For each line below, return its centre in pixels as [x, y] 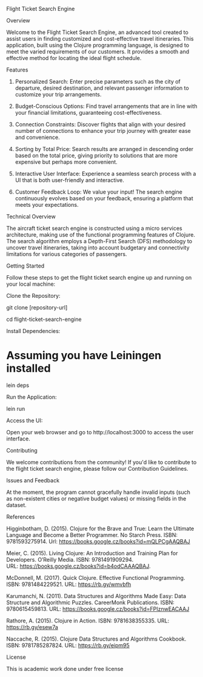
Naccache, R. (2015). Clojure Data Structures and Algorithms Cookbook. [96, 639]
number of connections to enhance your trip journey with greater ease [103, 131]
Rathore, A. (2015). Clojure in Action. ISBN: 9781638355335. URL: [88, 621]
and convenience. [37, 137]
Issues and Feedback [33, 480]
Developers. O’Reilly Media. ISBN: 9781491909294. [70, 559]
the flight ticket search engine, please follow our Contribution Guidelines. [98, 468]
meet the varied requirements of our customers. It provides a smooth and [98, 52]
